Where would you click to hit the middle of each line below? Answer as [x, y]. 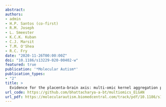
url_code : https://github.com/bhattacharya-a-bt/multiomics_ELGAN [75, 92]
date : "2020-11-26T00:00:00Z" [36, 55]
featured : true [21, 65]
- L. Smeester [20, 33]
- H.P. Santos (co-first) [32, 23]
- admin [13, 19]
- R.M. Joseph [20, 28]
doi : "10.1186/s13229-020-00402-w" [42, 60]
